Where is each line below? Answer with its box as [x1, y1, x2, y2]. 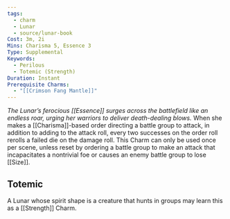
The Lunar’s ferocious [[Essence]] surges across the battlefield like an [7, 107, 209, 115]
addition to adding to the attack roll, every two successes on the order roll [7, 129, 218, 137]
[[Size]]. [7, 158, 30, 166]
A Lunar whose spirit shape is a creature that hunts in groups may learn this [7, 196, 223, 204]
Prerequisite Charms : [7, 81, 70, 88]
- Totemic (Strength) [13, 68, 76, 75]
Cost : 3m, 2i [7, 36, 45, 43]
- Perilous [13, 62, 45, 69]
